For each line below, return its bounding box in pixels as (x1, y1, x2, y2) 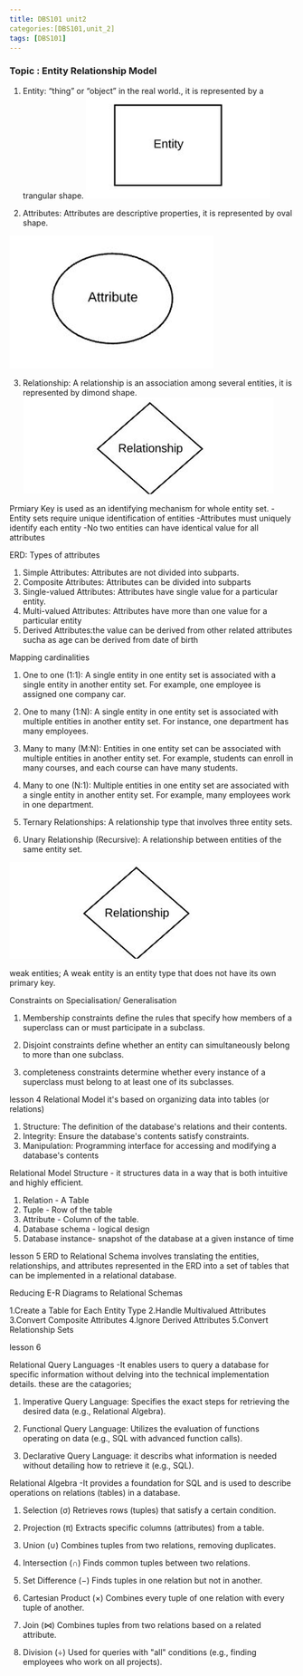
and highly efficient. (9, 1177, 84, 1188)
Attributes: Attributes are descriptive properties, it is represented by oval (22, 207, 292, 218)
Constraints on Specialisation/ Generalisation (9, 994, 177, 1005)
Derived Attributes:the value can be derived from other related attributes (22, 625, 293, 636)
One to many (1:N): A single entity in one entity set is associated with (22, 706, 279, 717)
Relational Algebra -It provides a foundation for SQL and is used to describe (9, 1477, 292, 1489)
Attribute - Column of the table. (22, 1213, 139, 1224)
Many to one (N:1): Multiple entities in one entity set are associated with (22, 780, 289, 790)
